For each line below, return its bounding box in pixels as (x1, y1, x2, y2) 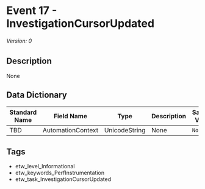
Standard (9, 108, 37, 116)
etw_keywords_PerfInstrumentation (15, 169, 105, 177)
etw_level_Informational (15, 163, 75, 170)
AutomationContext (42, 126, 99, 134)
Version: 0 (6, 37, 32, 45)
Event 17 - (6, 4, 57, 18)
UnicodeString (104, 126, 146, 134)
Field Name (54, 112, 87, 120)
